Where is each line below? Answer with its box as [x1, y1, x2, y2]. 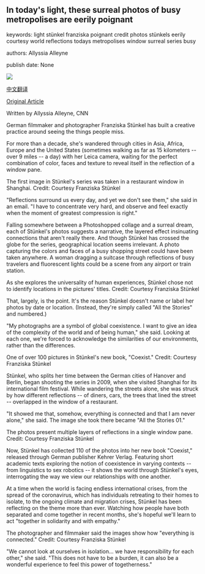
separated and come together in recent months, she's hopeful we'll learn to [6, 511, 196, 518]
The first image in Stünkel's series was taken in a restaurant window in [6, 177, 184, 185]
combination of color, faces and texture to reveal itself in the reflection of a [6, 159, 195, 166]
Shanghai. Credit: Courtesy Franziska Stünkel [6, 184, 121, 192]
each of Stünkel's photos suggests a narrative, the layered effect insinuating [6, 227, 199, 235]
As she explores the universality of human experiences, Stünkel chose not [6, 279, 193, 286]
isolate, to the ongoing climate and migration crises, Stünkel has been [6, 497, 182, 505]
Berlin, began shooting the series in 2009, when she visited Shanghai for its [6, 378, 197, 386]
